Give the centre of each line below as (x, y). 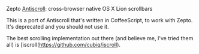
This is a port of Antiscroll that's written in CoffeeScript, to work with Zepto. (99, 20)
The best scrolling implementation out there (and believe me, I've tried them (100, 38)
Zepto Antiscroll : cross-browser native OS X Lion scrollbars (79, 9)
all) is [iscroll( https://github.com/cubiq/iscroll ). (64, 45)
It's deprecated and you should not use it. (58, 27)
